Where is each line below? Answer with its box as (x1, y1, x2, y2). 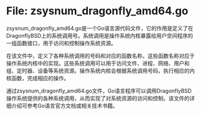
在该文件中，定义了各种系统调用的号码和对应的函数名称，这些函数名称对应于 (6, 52, 195, 59)
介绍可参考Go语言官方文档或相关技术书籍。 (11, 102, 118, 109)
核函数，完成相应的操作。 (6, 74, 69, 82)
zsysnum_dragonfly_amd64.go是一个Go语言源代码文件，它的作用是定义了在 (6, 24, 194, 32)
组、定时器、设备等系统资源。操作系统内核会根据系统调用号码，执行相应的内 (6, 67, 195, 74)
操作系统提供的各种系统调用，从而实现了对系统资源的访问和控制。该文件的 (6, 94, 190, 102)
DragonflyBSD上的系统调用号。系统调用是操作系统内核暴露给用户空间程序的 (6, 32, 193, 39)
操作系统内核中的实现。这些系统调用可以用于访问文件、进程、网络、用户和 (6, 60, 190, 67)
